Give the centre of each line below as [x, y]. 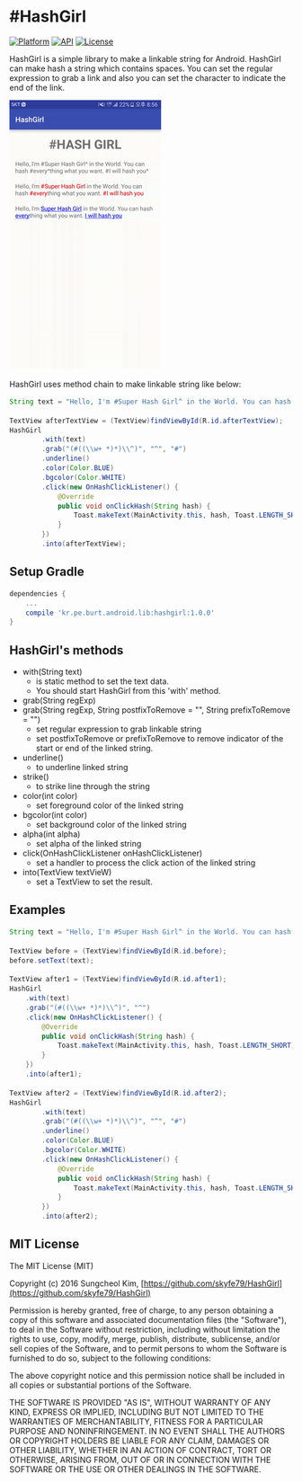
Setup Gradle [47, 572]
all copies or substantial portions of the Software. [100, 1385]
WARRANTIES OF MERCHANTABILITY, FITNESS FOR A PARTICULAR [136, 1421]
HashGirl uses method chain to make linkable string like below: [125, 384]
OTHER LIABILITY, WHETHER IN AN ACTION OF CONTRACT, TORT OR [140, 1450]
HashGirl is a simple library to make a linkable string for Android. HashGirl [145, 58]
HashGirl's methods [67, 650]
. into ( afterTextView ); [84, 544]
